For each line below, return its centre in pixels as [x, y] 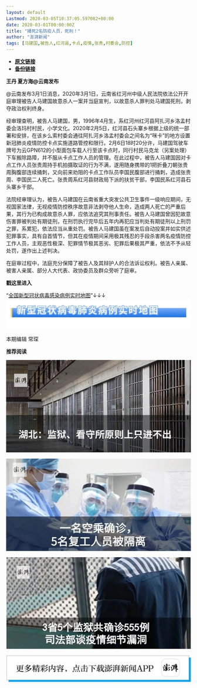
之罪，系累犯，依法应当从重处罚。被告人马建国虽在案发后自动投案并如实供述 [98, 228]
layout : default [26, 12]
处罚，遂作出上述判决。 [34, 250]
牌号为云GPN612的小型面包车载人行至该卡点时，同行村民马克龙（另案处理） [98, 150]
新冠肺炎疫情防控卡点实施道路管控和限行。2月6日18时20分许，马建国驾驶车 [97, 143]
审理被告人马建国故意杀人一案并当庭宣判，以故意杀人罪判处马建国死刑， [98, 101]
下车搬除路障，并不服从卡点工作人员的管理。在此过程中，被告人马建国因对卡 [98, 157]
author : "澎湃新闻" [28, 37]
